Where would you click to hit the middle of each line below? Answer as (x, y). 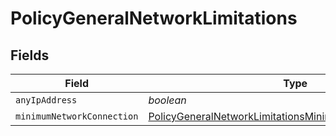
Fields (30, 55)
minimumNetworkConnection (77, 116)
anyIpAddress (46, 100)
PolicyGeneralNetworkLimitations (154, 18)
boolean (167, 100)
